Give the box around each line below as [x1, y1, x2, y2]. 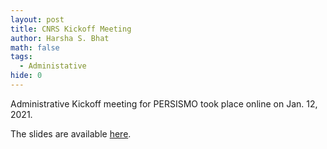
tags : [10, 52, 33, 62]
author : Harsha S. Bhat [10, 33, 110, 43]
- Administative [19, 61, 87, 71]
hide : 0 [10, 71, 43, 81]
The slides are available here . [10, 127, 132, 140]
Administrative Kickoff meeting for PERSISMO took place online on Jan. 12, [10, 97, 318, 110]
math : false [10, 42, 60, 53]
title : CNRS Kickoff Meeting [10, 24, 132, 34]
